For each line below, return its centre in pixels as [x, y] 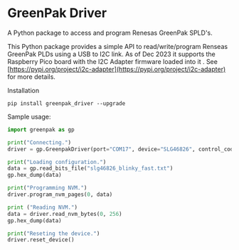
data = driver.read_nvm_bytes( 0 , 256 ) [65, 214]
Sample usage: [29, 116]
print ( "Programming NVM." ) [47, 188]
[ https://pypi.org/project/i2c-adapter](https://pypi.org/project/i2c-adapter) [117, 69]
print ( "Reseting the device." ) [54, 233]
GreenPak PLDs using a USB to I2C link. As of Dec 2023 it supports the [111, 54]
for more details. [31, 77]
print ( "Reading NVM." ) [43, 207]
